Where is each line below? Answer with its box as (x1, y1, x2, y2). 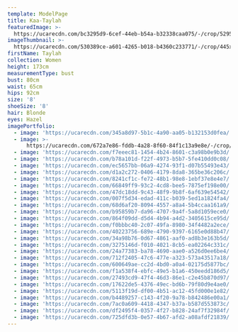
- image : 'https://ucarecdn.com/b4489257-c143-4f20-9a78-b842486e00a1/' (13, 294, 233, 301)
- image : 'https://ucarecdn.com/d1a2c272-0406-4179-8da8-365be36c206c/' (13, 168, 233, 176)
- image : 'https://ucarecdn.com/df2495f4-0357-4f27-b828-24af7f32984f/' (13, 307, 233, 314)
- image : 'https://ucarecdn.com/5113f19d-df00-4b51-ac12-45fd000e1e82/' (13, 287, 233, 294)
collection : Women (7, 57, 62, 64)
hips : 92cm (7, 89, 40, 96)
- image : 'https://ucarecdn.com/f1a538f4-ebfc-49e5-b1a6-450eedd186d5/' (13, 267, 233, 275)
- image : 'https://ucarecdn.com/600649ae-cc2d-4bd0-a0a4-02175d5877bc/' (13, 261, 233, 268)
